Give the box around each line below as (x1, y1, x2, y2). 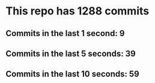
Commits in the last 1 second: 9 (5, 28, 125, 38)
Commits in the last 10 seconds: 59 (5, 69, 139, 79)
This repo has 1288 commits (5, 4, 150, 18)
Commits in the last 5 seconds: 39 (5, 48, 136, 58)
